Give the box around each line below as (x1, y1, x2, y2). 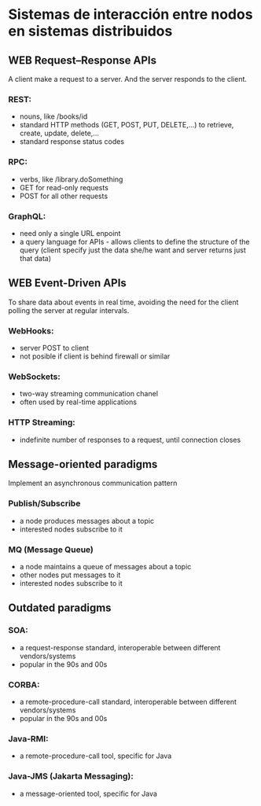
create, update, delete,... (19, 128, 100, 138)
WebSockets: (8, 371, 61, 382)
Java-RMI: (8, 733, 49, 744)
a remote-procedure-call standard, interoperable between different (19, 697, 237, 706)
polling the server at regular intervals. (8, 305, 130, 315)
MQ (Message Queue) (8, 544, 94, 555)
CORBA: (8, 679, 40, 690)
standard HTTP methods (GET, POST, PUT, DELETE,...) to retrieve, (19, 120, 234, 130)
